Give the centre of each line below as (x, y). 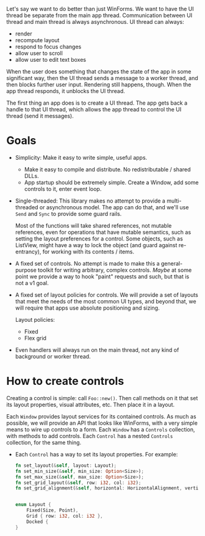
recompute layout (37, 40)
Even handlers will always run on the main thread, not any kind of (97, 350)
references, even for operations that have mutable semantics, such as (103, 232)
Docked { (38, 522)
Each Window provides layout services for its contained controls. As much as (101, 416)
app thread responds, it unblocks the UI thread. (66, 91)
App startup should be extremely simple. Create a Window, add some (111, 182)
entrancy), (28, 251)
